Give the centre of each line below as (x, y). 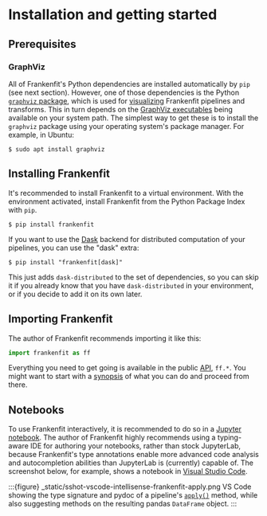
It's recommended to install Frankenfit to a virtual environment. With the (126, 193)
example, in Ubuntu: (41, 135)
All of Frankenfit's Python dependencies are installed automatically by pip (130, 84)
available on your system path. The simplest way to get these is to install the (133, 118)
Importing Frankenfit (61, 319)
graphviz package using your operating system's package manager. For (126, 126)
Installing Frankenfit (59, 174)
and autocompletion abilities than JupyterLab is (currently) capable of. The (131, 463)
